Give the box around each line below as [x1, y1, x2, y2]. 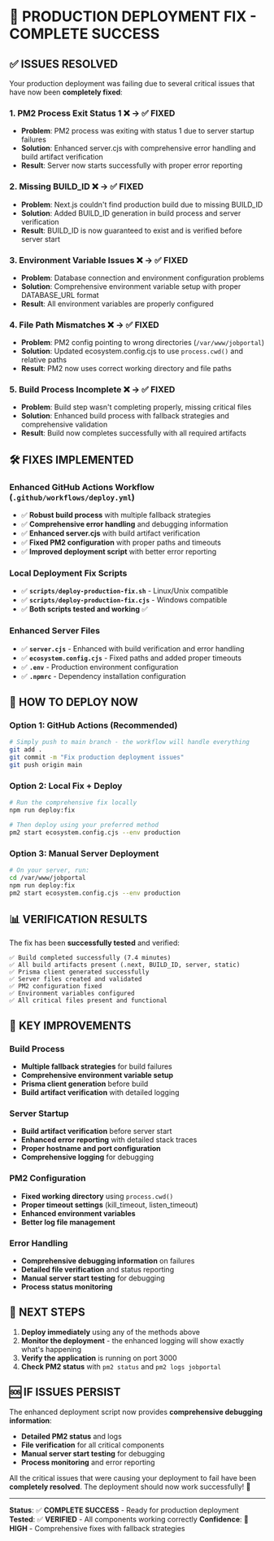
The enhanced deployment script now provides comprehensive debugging [9, 1407, 263, 1416]
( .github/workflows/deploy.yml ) [9, 492, 135, 503]
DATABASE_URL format [20, 290, 100, 300]
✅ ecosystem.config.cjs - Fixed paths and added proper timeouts [20, 653, 242, 663]
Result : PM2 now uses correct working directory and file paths [20, 364, 233, 374]
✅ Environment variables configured [9, 989, 135, 998]
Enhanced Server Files [9, 625, 101, 637]
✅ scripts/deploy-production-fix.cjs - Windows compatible [20, 595, 228, 605]
